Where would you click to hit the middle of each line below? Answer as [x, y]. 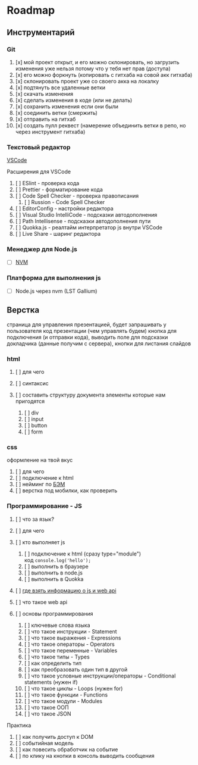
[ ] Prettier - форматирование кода [59, 190]
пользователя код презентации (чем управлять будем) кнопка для [92, 330]
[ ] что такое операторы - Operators [69, 644]
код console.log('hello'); [58, 560]
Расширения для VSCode [39, 172]
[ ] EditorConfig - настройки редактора [64, 208]
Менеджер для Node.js [42, 249]
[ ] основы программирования [54, 613]
